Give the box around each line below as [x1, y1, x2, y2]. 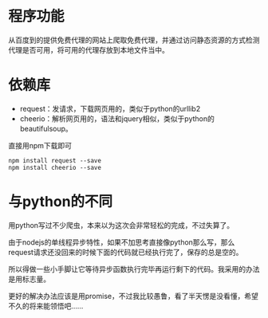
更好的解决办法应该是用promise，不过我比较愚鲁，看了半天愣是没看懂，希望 [8, 291, 259, 300]
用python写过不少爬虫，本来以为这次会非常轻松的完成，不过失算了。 [8, 220, 234, 230]
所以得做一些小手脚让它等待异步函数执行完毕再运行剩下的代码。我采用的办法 [8, 264, 260, 273]
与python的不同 [8, 193, 113, 211]
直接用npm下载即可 [8, 140, 73, 150]
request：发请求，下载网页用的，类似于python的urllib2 [19, 104, 201, 113]
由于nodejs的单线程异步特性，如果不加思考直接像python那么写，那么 [8, 237, 235, 247]
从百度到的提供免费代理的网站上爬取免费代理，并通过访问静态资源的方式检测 [8, 35, 260, 45]
